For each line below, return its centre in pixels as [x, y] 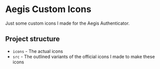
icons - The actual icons [38, 51]
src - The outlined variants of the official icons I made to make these [84, 56]
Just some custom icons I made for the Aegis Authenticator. [67, 23]
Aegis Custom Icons [48, 9]
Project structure [33, 39]
